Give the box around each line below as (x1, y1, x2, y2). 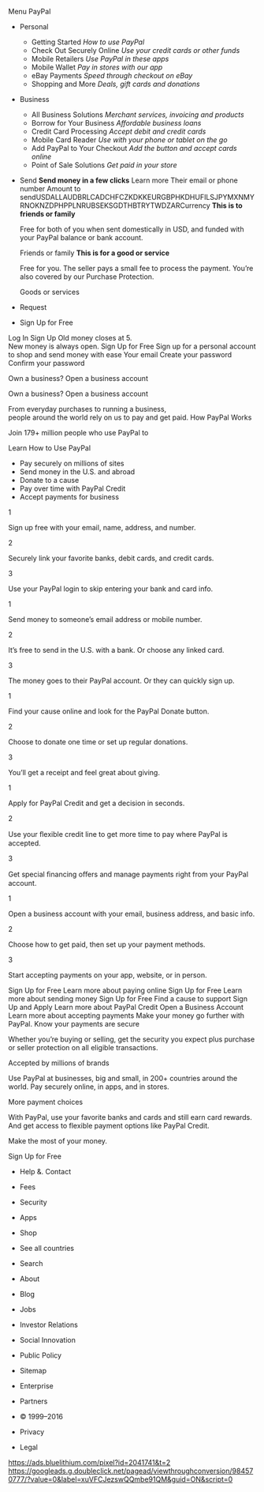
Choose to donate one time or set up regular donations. (8, 737, 188, 746)
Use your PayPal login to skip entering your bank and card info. (8, 584, 214, 593)
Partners (19, 1396, 48, 1406)
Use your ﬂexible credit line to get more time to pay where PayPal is (8, 830, 229, 838)
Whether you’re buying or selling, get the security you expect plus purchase (8, 1034, 255, 1044)
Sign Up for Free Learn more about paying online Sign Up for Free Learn (8, 985, 243, 995)
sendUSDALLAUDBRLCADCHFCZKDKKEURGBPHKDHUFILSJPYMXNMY (19, 193, 255, 202)
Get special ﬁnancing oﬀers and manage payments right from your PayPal (8, 869, 249, 879)
